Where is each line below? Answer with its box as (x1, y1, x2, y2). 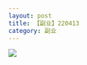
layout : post (8, 11, 52, 20)
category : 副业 (8, 26, 57, 35)
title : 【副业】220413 (8, 19, 80, 27)
